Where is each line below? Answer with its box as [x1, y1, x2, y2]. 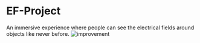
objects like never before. [6, 30, 69, 37]
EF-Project [6, 4, 61, 18]
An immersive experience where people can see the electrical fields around [6, 24, 195, 31]
